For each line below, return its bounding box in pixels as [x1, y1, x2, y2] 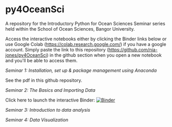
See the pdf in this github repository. [5, 77, 82, 83]
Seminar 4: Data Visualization [5, 116, 69, 123]
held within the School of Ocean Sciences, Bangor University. [5, 26, 135, 32]
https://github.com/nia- [108, 46, 158, 53]
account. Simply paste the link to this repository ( [5, 46, 109, 53]
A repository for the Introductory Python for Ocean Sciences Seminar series [5, 20, 165, 27]
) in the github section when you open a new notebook [47, 52, 162, 58]
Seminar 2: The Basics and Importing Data [5, 87, 96, 93]
